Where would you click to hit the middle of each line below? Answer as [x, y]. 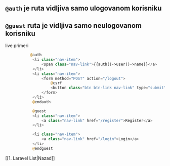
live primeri [17, 46]
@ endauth [41, 102]
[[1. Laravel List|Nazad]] [30, 158]
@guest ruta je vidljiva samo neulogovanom [74, 26]
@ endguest [42, 148]
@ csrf [56, 83]
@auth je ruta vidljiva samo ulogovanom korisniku [83, 8]
